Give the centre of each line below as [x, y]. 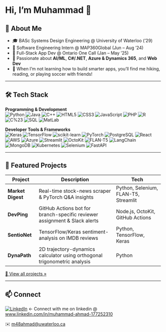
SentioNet [20, 235]
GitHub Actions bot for [65, 208]
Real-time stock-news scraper [75, 191]
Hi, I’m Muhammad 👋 [48, 10]
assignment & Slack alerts [69, 221]
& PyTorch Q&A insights [66, 197]
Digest [16, 197]
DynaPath [19, 255]
